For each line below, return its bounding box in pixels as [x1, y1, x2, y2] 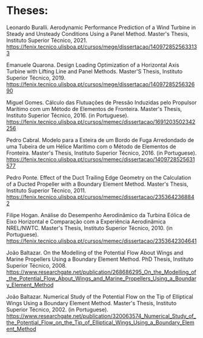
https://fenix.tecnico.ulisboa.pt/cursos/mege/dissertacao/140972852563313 [6, 43, 198, 50]
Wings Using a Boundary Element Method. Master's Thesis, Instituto [6, 299, 177, 306]
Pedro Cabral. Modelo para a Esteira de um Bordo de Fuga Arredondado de [6, 136, 195, 143]
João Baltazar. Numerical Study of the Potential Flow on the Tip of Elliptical [6, 292, 193, 300]
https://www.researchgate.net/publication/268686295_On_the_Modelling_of [6, 268, 197, 275]
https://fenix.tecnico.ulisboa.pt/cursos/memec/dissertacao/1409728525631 [6, 155, 195, 163]
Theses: [6, 4, 48, 18]
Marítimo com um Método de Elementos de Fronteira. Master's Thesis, [6, 105, 182, 112]
